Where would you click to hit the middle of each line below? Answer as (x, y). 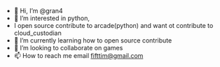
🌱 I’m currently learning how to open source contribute (93, 40)
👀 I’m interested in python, (51, 18)
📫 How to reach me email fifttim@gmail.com (78, 55)
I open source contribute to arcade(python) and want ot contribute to (114, 25)
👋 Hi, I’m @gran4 (38, 11)
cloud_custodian (37, 33)
